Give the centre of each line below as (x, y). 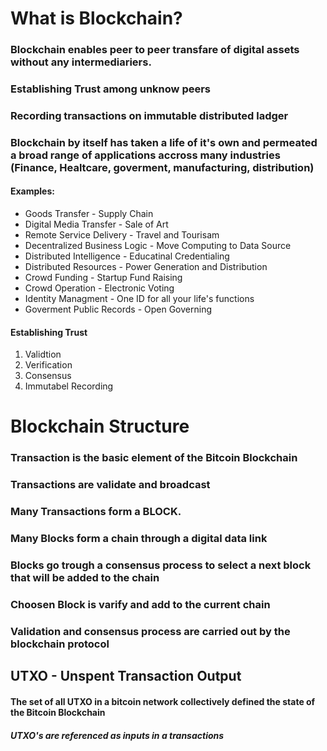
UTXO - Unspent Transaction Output (126, 676)
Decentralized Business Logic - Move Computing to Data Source (158, 246)
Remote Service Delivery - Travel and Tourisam (122, 235)
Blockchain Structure (100, 426)
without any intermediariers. (81, 62)
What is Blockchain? (96, 18)
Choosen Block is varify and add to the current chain (140, 604)
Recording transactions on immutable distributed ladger (149, 115)
